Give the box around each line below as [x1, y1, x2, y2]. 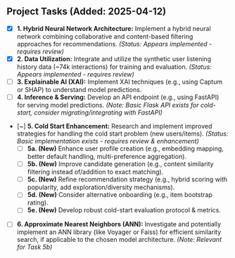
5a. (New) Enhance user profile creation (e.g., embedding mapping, [27, 144, 224, 153]
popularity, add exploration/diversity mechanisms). [27, 183, 175, 192]
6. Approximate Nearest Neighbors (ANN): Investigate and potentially [16, 220, 222, 228]
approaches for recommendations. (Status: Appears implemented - [16, 39, 212, 48]
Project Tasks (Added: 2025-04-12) [6, 6, 167, 18]
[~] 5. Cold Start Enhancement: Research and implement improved [16, 122, 212, 131]
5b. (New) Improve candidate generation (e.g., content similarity [27, 160, 214, 168]
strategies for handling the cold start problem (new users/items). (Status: [16, 129, 229, 138]
